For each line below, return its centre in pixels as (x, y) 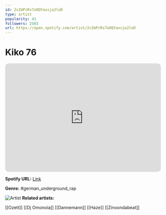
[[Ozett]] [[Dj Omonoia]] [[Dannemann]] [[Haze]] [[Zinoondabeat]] (72, 208)
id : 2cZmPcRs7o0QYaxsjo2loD (34, 10)
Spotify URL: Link (23, 179)
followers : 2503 (22, 23)
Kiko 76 (21, 53)
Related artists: (38, 198)
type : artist (19, 14)
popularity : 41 (21, 19)
